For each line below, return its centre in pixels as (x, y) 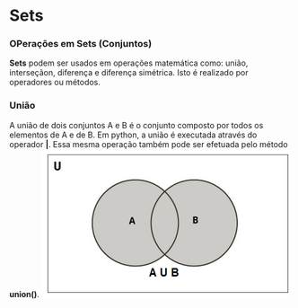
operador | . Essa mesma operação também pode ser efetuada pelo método (149, 144)
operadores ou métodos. (55, 83)
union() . (25, 294)
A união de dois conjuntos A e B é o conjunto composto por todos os (136, 125)
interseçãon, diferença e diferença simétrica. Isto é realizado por (129, 73)
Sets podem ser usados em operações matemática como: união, (129, 63)
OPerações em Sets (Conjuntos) (81, 44)
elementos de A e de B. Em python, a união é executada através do (133, 135)
